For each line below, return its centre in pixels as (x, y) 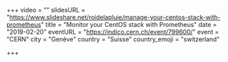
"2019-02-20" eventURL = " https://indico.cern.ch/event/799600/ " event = (113, 32)
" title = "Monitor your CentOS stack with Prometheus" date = (129, 24)
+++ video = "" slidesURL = (46, 10)
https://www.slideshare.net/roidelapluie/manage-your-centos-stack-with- (115, 17)
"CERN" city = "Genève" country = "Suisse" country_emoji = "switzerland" (113, 39)
